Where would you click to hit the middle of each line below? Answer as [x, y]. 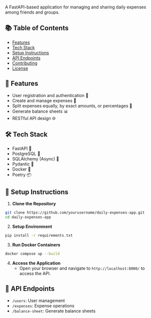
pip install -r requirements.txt [39, 236]
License [20, 68]
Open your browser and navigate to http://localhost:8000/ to [82, 268]
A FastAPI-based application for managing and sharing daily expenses [75, 7]
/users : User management [38, 300]
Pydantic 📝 [23, 164]
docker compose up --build [32, 254]
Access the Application [36, 263]
